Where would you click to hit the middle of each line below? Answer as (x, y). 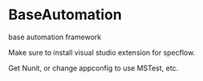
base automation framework (55, 37)
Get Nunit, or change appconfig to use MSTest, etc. (93, 68)
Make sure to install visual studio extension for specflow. (102, 52)
